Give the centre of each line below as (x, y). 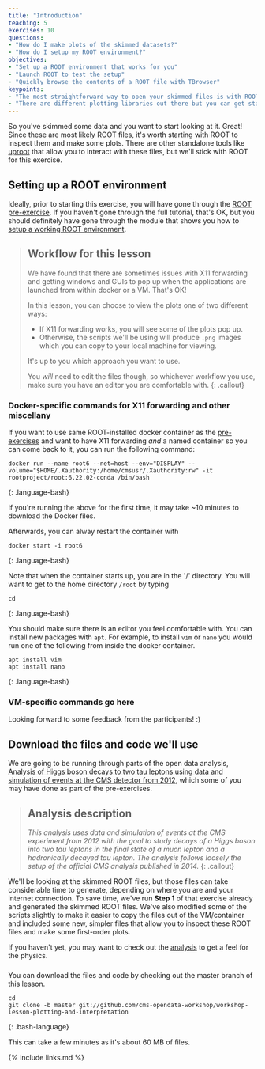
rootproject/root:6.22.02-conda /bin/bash (79, 478)
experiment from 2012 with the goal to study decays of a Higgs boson (141, 840)
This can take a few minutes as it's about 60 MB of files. (99, 1042)
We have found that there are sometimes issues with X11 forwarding (138, 273)
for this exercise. (35, 160)
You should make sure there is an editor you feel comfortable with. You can (130, 629)
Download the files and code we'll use (103, 744)
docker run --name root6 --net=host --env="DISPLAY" (97, 464)
